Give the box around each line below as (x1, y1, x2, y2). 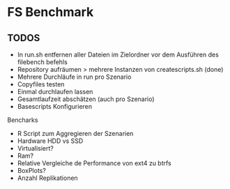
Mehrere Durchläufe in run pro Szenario (17, 73, 132, 81)
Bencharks (7, 116, 38, 124)
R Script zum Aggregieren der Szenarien (17, 130, 134, 137)
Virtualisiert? (17, 144, 54, 152)
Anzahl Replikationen (17, 174, 78, 182)
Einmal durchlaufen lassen (17, 88, 93, 96)
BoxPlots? (17, 167, 47, 174)
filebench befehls (17, 58, 68, 66)
